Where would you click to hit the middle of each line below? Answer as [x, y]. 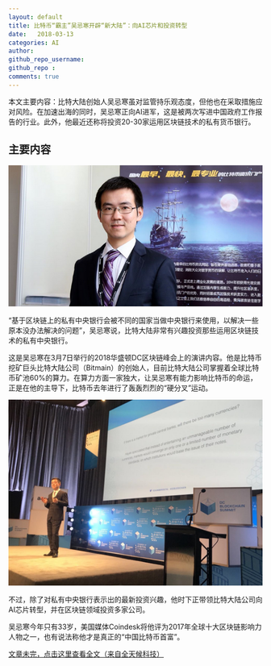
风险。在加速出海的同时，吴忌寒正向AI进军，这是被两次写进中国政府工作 [135, 111]
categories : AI [34, 43]
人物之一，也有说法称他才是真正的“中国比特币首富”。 [96, 636]
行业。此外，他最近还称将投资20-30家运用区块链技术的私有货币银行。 [139, 122]
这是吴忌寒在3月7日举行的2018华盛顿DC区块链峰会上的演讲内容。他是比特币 [135, 357]
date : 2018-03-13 [41, 34]
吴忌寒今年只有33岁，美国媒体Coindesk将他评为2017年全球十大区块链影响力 [135, 626]
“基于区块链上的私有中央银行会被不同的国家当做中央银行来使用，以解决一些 [134, 320]
